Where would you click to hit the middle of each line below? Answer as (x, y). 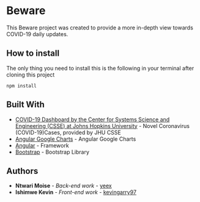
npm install (21, 86)
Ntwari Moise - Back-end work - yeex (63, 186)
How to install (33, 54)
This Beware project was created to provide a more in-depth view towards (100, 28)
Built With (25, 105)
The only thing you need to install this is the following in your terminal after (100, 68)
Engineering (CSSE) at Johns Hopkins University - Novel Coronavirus (102, 125)
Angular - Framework (42, 145)
